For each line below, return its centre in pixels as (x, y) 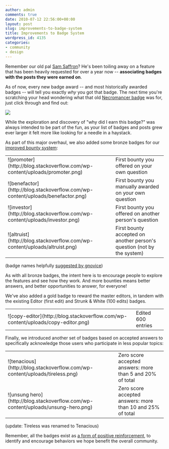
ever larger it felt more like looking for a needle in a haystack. (68, 132)
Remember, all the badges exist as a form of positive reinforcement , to (78, 435)
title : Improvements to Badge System (45, 33)
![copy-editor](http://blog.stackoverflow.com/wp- (67, 316)
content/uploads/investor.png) (44, 220)
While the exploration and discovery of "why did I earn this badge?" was (80, 122)
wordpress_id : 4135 (26, 38)
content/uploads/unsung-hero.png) (50, 407)
